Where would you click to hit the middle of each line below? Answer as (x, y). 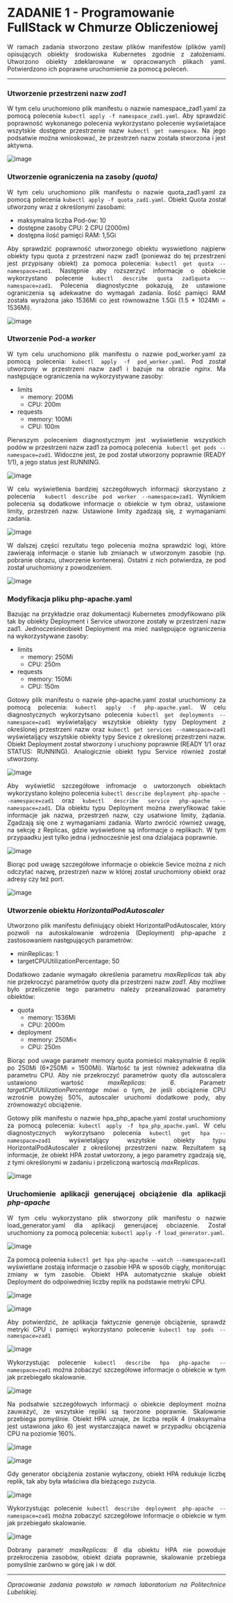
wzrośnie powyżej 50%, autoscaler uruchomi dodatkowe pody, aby (116, 1098)
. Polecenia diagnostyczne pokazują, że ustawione (138, 285)
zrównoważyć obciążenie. (44, 1105)
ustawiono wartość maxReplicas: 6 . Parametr (117, 1083)
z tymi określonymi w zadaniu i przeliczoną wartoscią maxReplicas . (103, 1163)
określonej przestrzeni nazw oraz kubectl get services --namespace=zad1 (117, 730)
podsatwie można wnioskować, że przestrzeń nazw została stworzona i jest (116, 138)
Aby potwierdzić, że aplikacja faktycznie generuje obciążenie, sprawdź (116, 1322)
